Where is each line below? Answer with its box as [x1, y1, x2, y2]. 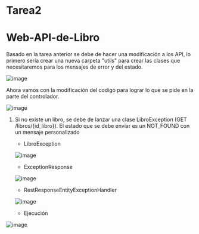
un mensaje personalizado [14, 129, 80, 136]
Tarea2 [6, 4, 42, 17]
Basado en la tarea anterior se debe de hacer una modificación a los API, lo [6, 51, 191, 58]
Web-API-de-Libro [6, 31, 100, 45]
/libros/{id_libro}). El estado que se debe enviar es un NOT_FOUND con [14, 122, 190, 130]
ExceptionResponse [23, 164, 73, 171]
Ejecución [23, 210, 48, 217]
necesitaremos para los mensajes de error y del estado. [6, 63, 143, 70]
